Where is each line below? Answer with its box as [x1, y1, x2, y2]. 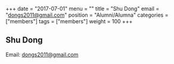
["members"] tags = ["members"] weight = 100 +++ [5, 18, 133, 25]
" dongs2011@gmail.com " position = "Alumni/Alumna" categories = [5, 11, 169, 19]
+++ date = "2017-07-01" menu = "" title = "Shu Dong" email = [5, 5, 160, 12]
